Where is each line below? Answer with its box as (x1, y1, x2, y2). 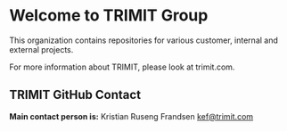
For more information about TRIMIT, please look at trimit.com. (9, 61, 235, 72)
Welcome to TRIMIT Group (9, 5, 209, 26)
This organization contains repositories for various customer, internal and (9, 35, 279, 45)
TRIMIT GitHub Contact (9, 87, 141, 102)
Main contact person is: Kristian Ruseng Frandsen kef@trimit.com (9, 111, 254, 121)
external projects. (9, 44, 74, 54)
